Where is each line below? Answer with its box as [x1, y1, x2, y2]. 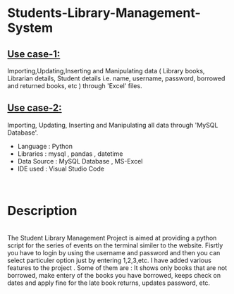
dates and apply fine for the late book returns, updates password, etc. [7, 278, 210, 287]
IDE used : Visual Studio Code [17, 164, 104, 173]
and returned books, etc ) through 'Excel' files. [7, 82, 142, 90]
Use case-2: [7, 102, 62, 114]
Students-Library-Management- [7, 5, 201, 21]
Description [7, 203, 78, 219]
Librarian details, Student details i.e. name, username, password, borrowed [7, 74, 226, 82]
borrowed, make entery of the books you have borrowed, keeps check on [7, 271, 221, 279]
